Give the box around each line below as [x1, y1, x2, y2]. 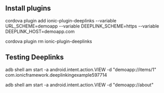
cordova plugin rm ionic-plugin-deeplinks [5, 38, 93, 44]
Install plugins [5, 4, 51, 13]
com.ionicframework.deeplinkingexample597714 [5, 72, 107, 78]
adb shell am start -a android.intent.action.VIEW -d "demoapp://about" [5, 81, 154, 88]
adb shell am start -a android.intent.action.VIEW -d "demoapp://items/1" [5, 66, 156, 73]
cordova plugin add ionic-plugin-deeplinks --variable [5, 17, 117, 23]
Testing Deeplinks [5, 53, 64, 61]
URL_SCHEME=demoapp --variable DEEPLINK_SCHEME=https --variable [5, 23, 159, 29]
